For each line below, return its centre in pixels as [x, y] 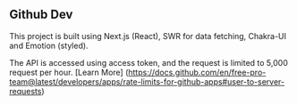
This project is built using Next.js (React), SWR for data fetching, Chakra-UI [148, 36]
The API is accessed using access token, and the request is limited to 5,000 [148, 62]
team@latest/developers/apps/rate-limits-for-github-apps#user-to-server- [147, 81]
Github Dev [41, 15]
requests [25, 91]
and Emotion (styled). [49, 45]
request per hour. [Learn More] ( [69, 72]
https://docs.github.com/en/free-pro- [197, 72]
